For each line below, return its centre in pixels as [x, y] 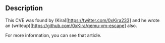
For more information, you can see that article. [53, 35]
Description [24, 8]
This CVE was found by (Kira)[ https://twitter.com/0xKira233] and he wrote [82, 20]
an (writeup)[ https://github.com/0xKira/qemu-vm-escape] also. [71, 25]
